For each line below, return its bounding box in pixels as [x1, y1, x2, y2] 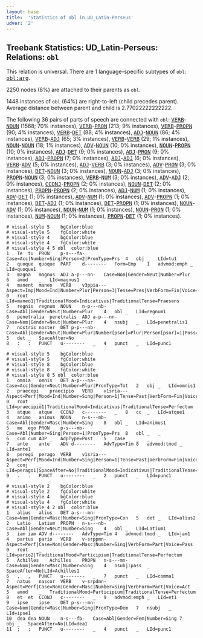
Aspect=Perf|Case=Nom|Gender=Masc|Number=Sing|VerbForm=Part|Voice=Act [6, 584, 190, 590]
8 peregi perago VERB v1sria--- [6, 452, 107, 458]
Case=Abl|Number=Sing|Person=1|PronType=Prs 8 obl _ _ [6, 431, 161, 437]
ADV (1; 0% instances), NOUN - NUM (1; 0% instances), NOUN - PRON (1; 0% [6, 206, 181, 213]
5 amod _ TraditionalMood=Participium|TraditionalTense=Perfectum [6, 589, 196, 596]
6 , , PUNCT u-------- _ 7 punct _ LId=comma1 [6, 573, 174, 579]
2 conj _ [6, 462, 42, 469]
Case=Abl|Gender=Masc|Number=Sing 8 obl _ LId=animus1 [6, 420, 166, 426]
